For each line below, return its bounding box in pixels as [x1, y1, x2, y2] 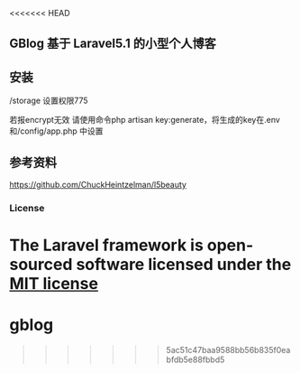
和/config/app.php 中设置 [9, 126, 104, 136]
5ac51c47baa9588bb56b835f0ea [166, 345, 291, 356]
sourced [9, 255, 73, 275]
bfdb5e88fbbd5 [166, 354, 225, 365]
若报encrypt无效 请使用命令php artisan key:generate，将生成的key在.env [9, 115, 281, 126]
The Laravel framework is [9, 235, 205, 256]
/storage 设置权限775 [9, 95, 88, 107]
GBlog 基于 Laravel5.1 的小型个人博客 [9, 36, 216, 51]
